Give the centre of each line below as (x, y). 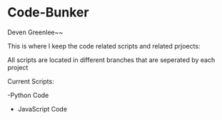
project (18, 67)
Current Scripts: (31, 81)
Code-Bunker (48, 12)
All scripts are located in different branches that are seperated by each (111, 60)
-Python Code (28, 95)
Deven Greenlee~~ (35, 32)
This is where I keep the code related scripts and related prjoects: (104, 46)
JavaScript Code (42, 109)
